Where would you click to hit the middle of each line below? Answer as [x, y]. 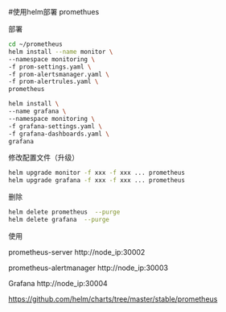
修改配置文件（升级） [43, 158]
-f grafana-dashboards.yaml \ [59, 134]
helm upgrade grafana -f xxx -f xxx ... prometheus [97, 181]
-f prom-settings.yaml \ [50, 67]
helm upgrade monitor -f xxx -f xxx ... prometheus [97, 173]
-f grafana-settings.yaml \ [55, 126]
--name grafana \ [37, 111]
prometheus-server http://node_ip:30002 [77, 252]
